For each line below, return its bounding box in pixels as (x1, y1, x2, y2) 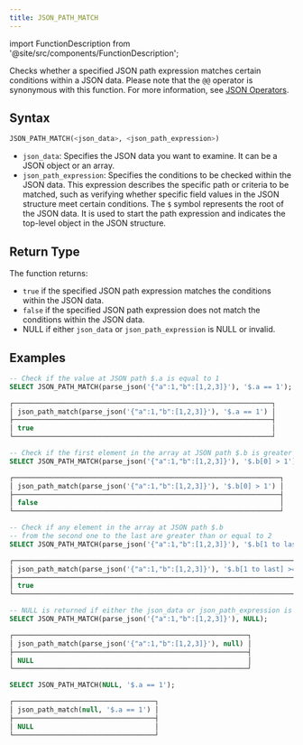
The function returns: (9, 268, 88, 279)
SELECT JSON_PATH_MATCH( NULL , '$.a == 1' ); (9, 681, 176, 690)
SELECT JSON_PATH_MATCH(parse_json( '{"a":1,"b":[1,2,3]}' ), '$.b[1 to (9, 539, 280, 549)
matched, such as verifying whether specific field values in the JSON (22, 189, 280, 200)
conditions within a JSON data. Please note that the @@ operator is (9, 74, 253, 86)
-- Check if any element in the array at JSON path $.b (9, 523, 224, 533)
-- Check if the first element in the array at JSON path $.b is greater (9, 449, 293, 458)
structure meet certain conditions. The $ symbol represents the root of (22, 199, 284, 210)
